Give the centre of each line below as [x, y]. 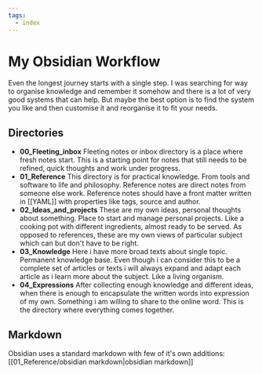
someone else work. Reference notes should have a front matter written [135, 194]
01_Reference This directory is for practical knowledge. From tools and [135, 176]
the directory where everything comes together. [97, 310]
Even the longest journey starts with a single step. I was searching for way [128, 83]
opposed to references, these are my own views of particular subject [131, 235]
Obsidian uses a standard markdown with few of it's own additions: [116, 354]
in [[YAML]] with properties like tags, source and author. [110, 202]
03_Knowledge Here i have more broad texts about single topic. [124, 252]
